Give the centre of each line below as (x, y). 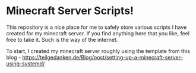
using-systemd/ (26, 64)
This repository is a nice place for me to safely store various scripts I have (97, 27)
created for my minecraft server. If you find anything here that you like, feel (98, 33)
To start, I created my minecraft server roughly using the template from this (98, 51)
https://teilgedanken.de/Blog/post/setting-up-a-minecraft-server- (102, 57)
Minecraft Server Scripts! (70, 11)
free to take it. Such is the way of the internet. (62, 39)
